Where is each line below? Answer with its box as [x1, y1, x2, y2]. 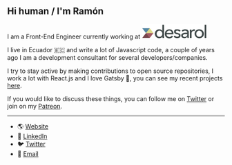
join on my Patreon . [7, 102, 63, 111]
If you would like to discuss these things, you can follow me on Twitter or [7, 95, 215, 103]
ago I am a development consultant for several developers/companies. [7, 54, 209, 62]
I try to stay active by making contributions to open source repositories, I [7, 67, 214, 75]
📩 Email [17, 150, 39, 158]
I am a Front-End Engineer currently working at [7, 32, 141, 41]
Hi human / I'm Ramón [7, 5, 104, 17]
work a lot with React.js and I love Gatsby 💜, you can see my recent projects [7, 74, 223, 82]
